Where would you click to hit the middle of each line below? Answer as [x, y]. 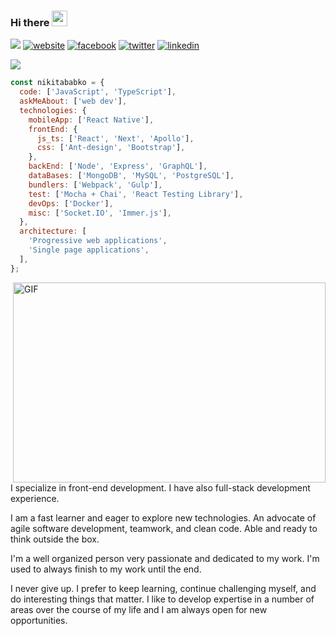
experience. [35, 498]
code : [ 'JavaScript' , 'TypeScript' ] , [98, 92]
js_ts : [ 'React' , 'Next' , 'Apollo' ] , [115, 138]
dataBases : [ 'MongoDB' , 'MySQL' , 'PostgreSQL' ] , [131, 176]
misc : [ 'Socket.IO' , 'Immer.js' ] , [100, 213]
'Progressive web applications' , [98, 241]
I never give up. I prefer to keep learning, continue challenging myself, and [163, 588]
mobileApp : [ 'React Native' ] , [91, 120]
